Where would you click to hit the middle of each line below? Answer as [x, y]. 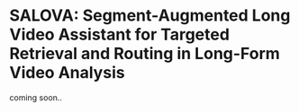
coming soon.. [36, 97]
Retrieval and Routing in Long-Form [145, 54]
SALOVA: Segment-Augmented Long [150, 16]
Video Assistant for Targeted [119, 34]
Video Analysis [67, 73]
